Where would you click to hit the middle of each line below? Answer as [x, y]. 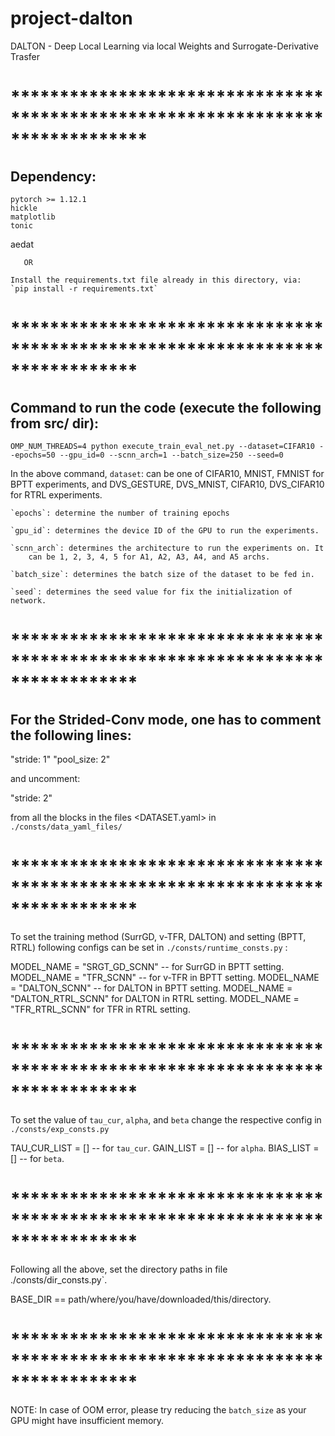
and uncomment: [45, 778]
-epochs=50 [33, 455]
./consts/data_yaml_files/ [66, 827]
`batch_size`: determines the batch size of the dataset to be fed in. [162, 574]
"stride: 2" [31, 798]
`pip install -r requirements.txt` [84, 288]
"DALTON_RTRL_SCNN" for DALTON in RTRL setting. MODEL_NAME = [155, 998]
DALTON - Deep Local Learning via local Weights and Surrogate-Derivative [164, 46]
